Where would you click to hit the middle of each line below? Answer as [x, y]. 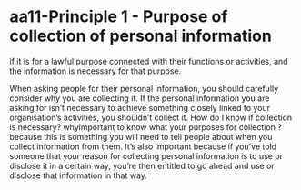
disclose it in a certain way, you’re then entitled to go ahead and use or [142, 165]
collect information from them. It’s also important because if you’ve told [143, 146]
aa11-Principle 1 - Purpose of [119, 17]
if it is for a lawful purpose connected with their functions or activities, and [149, 61]
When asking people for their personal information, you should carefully [144, 88]
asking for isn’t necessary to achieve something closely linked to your [140, 107]
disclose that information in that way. [79, 175]
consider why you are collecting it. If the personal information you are [140, 98]
